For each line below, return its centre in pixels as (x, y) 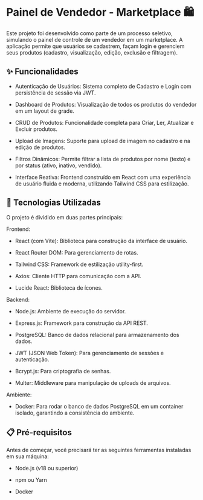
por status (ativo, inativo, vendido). (58, 165)
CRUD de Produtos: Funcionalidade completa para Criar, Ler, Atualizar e (105, 122)
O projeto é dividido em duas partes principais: (64, 217)
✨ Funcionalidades (42, 72)
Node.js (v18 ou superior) (47, 468)
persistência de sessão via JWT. (55, 93)
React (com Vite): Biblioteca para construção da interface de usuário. (101, 241)
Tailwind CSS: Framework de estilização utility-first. (79, 264)
